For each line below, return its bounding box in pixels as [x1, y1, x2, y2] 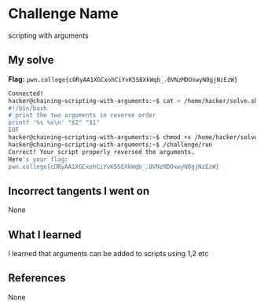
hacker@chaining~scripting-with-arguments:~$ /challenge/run [8, 141, 213, 148]
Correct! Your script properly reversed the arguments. [8, 148, 195, 156]
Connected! [8, 90, 44, 97]
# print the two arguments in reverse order [8, 112, 156, 119]
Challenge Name [8, 5, 119, 23]
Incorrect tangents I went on [8, 184, 150, 197]
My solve [8, 53, 54, 67]
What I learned [8, 228, 82, 241]
